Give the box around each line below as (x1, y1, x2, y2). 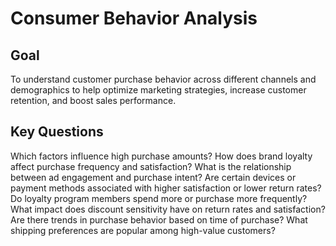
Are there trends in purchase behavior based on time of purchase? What (10, 213, 308, 226)
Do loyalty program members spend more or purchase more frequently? (10, 192, 308, 204)
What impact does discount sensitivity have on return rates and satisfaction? (10, 203, 326, 215)
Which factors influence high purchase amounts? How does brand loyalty (10, 150, 313, 162)
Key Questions (10, 123, 104, 141)
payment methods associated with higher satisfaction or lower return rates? (10, 182, 322, 194)
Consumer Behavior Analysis (10, 7, 258, 30)
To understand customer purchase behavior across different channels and (10, 73, 317, 85)
